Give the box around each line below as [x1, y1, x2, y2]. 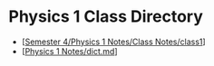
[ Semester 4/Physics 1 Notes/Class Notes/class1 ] [21, 36, 206, 47]
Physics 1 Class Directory [8, 6, 203, 27]
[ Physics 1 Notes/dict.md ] [21, 45, 119, 56]
